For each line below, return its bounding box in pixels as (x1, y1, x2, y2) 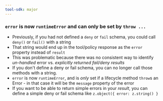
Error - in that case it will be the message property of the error (12, 80, 134, 86)
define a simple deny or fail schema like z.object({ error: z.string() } (12, 90, 159, 96)
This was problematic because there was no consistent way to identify (12, 54, 154, 60)
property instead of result (12, 49, 66, 55)
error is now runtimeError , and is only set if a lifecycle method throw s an (12, 75, 159, 81)
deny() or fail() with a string (12, 39, 72, 45)
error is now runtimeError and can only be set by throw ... (5, 23, 146, 29)
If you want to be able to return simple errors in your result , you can (12, 85, 148, 91)
